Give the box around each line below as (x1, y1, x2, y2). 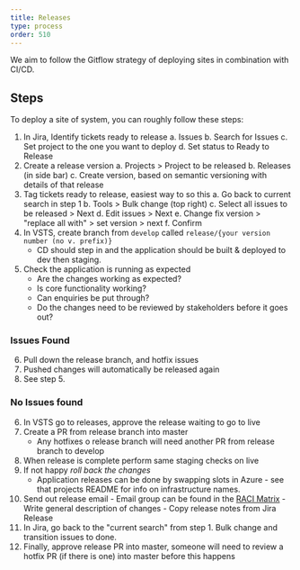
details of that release (22, 179, 104, 190)
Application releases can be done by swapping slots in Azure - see (36, 474, 285, 484)
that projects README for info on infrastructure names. (36, 484, 241, 494)
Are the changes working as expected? (36, 274, 182, 285)
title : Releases (10, 13, 71, 23)
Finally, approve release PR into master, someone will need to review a (22, 541, 284, 552)
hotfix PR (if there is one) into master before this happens (22, 550, 236, 561)
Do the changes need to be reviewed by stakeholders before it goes (36, 303, 288, 313)
